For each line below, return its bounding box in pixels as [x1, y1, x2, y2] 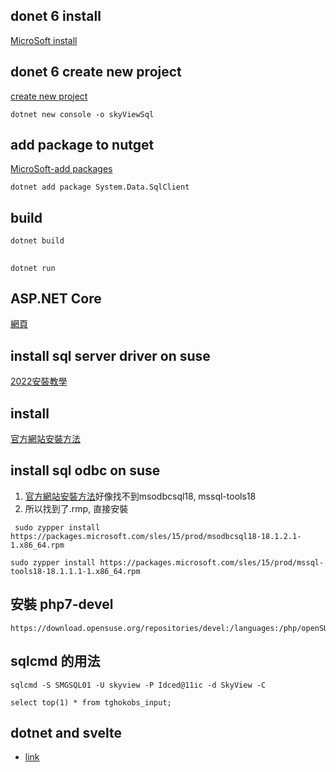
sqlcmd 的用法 [10, 653, 101, 670]
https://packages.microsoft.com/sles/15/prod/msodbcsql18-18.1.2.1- [10, 531, 302, 541]
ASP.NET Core [10, 290, 102, 308]
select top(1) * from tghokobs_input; [10, 697, 172, 708]
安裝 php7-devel [10, 596, 114, 613]
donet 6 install [10, 8, 102, 25]
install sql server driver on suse [10, 347, 211, 364]
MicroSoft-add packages [10, 163, 113, 175]
